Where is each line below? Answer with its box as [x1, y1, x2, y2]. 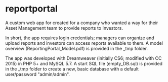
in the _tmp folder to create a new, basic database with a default [5, 66, 139, 72]
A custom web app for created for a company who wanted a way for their [5, 20, 158, 26]
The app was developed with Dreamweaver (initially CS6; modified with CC [5, 55, 162, 61]
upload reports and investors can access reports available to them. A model [5, 40, 163, 46]
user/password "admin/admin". [5, 71, 70, 77]
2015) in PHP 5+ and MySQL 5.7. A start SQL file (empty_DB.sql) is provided [5, 60, 163, 66]
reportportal [5, 3, 58, 15]
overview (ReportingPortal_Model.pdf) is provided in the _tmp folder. [5, 45, 148, 51]
